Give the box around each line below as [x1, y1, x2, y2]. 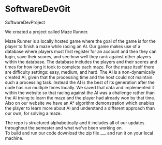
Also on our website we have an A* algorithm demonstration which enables [5, 100, 155, 106]
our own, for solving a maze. [5, 110, 62, 116]
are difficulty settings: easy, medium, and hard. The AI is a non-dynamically [5, 69, 156, 75]
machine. [5, 135, 24, 141]
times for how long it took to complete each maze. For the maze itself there [5, 64, 155, 70]
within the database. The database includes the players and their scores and [5, 59, 158, 64]
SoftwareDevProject [5, 19, 45, 25]
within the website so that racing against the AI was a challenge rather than [5, 90, 155, 96]
